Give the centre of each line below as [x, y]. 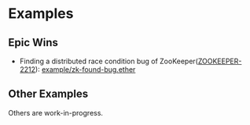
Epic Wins [33, 43]
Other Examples [48, 94]
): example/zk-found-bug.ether [85, 70]
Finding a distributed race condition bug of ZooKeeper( [109, 61]
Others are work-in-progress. [56, 112]
